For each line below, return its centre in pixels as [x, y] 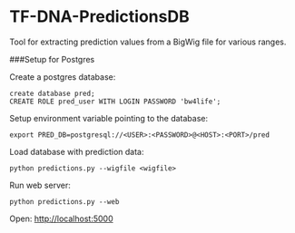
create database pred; [52, 93]
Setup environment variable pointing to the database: [109, 118]
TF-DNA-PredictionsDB [99, 17]
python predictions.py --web [64, 201]
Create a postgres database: [63, 77]
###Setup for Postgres [52, 59]
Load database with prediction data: [77, 151]
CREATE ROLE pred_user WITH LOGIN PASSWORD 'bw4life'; [115, 102]
